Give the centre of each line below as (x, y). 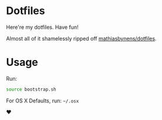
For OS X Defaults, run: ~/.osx (43, 101)
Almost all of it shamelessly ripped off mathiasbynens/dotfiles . (81, 38)
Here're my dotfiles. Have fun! (42, 27)
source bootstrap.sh (31, 89)
